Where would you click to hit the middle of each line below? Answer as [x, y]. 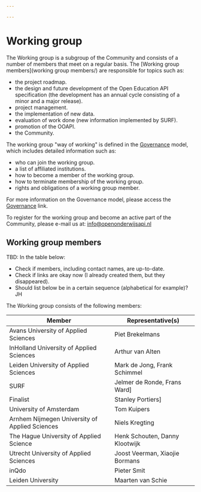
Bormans [127, 460]
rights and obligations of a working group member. [77, 188]
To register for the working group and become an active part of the [89, 217]
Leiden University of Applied [49, 365]
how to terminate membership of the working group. [79, 181]
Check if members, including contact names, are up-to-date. [89, 268]
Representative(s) [153, 320]
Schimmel [128, 372]
